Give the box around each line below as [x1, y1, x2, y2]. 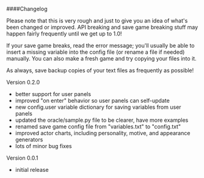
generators [15, 136, 43, 143]
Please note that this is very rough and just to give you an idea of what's [6, 17, 188, 24]
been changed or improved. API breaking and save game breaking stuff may [6, 24, 199, 31]
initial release [15, 166, 49, 173]
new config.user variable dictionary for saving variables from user [15, 103, 181, 111]
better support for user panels [15, 91, 92, 97]
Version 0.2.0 [6, 79, 40, 86]
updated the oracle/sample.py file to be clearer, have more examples [15, 116, 189, 124]
